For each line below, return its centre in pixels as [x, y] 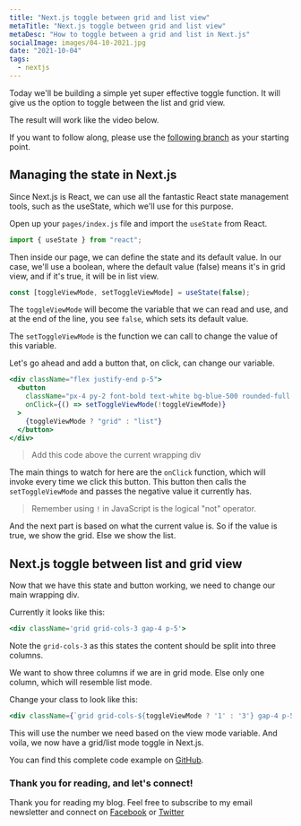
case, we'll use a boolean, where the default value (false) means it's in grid [147, 266]
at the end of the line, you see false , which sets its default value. [129, 319]
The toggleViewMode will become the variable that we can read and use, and [149, 309]
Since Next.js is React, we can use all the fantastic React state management [149, 196]
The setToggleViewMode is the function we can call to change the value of [144, 336]
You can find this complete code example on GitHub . [107, 760]
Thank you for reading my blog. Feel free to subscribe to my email [131, 803]
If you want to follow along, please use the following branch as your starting [149, 137]
